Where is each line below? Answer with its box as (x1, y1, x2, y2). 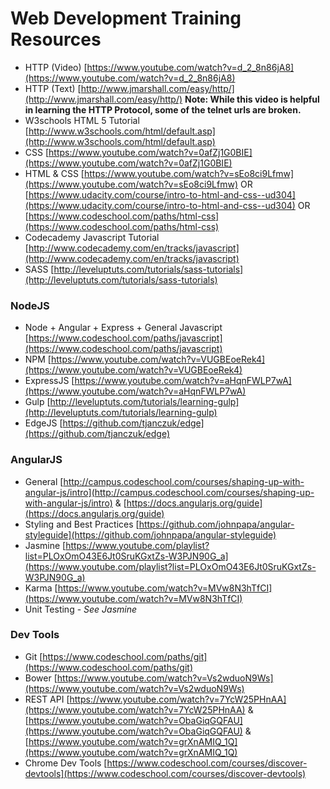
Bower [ (24, 672, 58, 684)
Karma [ (24, 582, 58, 594)
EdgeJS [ (24, 417, 63, 429)
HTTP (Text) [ (24, 82, 82, 94)
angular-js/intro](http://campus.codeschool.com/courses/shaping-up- (24, 486, 315, 498)
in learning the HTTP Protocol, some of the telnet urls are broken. (24, 103, 302, 116)
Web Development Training (10, 7, 242, 30)
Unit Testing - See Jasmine (24, 603, 138, 615)
